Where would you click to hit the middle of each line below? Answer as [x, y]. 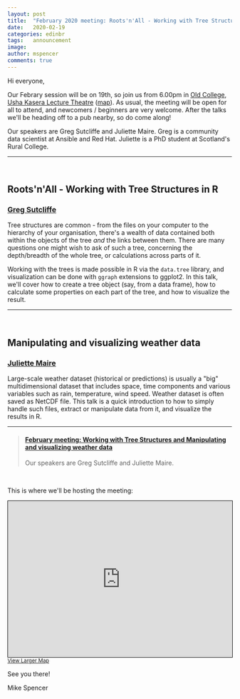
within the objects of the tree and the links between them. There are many [116, 241]
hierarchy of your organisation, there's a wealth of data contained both [111, 233]
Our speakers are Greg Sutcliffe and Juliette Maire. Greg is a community [113, 131]
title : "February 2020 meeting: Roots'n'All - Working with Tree [108, 21]
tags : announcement [40, 41]
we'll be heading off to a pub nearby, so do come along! [89, 117]
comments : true [30, 61]
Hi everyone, [26, 81]
